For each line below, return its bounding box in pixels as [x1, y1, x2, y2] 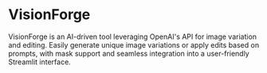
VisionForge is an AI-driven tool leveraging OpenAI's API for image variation [8, 32, 257, 41]
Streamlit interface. [8, 57, 72, 67]
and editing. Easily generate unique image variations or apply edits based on [8, 40, 260, 49]
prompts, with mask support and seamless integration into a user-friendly [8, 48, 249, 58]
